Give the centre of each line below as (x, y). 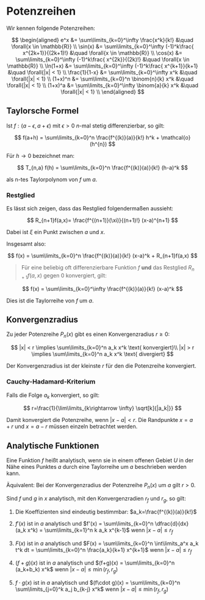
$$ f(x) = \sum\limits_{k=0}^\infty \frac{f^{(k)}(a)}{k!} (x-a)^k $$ (103, 288)
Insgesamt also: (26, 244)
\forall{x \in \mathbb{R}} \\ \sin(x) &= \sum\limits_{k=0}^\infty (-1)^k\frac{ (103, 46)
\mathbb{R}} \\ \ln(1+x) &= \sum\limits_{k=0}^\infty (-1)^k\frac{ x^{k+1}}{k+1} (103, 66)
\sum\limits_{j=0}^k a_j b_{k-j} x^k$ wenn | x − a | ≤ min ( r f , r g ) (92, 590)
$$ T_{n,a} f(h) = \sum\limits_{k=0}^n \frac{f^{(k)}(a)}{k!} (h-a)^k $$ (103, 167)
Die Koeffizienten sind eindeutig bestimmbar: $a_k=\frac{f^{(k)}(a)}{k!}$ (106, 512)
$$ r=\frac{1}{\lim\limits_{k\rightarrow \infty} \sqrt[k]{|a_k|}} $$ (103, 408)
